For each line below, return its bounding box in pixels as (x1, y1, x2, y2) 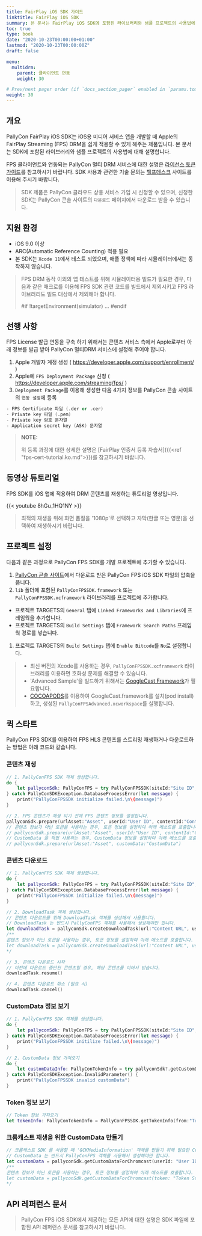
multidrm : (11, 64, 36, 70)
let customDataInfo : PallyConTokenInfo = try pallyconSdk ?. (17, 1066, 171, 1072)
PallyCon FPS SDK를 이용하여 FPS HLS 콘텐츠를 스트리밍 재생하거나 (6, 736, 168, 743)
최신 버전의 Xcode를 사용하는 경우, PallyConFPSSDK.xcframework (29, 662, 183, 669)
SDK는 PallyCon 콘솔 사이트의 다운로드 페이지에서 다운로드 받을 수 (20, 196, 174, 203)
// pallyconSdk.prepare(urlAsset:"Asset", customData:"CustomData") (6, 841, 182, 847)
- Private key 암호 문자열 (6, 417, 68, 423)
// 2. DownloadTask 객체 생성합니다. (6, 909, 92, 915)
